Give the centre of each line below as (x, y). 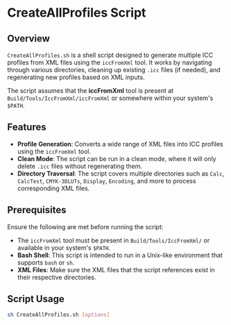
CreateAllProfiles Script (77, 13)
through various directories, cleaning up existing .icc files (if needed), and (114, 70)
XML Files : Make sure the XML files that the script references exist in (116, 269)
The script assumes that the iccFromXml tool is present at (91, 91)
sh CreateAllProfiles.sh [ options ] (59, 315)
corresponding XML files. (53, 188)
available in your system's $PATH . (64, 247)
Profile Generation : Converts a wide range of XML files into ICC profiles (120, 144)
